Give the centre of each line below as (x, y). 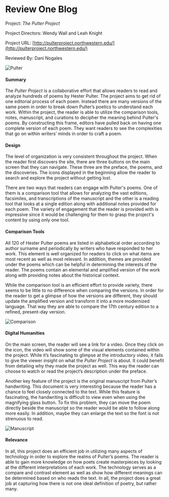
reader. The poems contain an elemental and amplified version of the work (83, 269)
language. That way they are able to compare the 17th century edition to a (82, 306)
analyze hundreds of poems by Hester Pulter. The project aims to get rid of (83, 96)
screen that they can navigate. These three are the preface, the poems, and (84, 167)
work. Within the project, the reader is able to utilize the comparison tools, (82, 112)
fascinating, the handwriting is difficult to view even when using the (75, 397)
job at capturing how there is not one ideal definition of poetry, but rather (81, 483)
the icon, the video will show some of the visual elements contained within (82, 349)
